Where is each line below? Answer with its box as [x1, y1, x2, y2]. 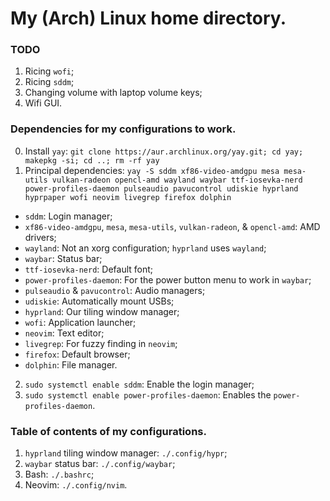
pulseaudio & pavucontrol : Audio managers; [24, 284, 206, 296]
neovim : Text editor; [24, 327, 105, 339]
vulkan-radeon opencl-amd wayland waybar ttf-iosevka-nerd [51, 175, 303, 185]
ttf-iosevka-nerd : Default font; [24, 263, 154, 275]
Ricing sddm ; [24, 76, 75, 88]
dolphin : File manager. [24, 358, 118, 371]
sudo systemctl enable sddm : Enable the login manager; [24, 378, 255, 390]
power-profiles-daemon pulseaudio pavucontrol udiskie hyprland [24, 183, 299, 194]
